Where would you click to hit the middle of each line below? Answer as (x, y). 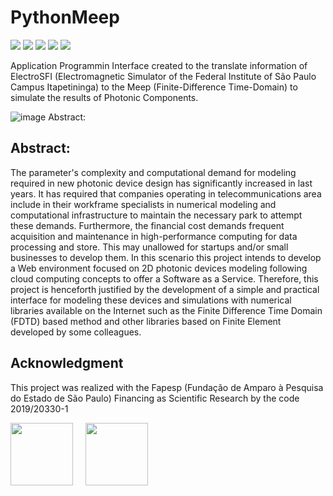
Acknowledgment (67, 363)
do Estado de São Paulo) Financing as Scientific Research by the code (155, 398)
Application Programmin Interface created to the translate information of (159, 65)
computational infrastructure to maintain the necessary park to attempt (156, 215)
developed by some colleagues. (76, 332)
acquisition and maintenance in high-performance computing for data (154, 236)
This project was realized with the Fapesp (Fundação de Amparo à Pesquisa (167, 387)
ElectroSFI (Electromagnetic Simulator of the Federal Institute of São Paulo (163, 76)
